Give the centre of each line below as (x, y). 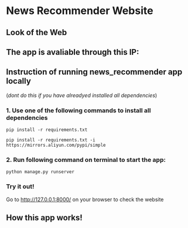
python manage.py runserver (40, 172)
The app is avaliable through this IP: (73, 52)
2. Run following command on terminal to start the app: (86, 160)
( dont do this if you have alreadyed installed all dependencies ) (82, 95)
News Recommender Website (80, 11)
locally (18, 81)
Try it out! (20, 186)
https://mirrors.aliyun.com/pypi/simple (56, 145)
